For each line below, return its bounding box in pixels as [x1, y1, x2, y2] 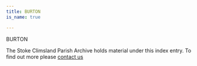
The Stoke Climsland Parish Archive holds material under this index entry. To [6, 47, 192, 54]
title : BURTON [6, 8, 41, 15]
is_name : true [6, 14, 41, 20]
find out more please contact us [6, 53, 84, 60]
